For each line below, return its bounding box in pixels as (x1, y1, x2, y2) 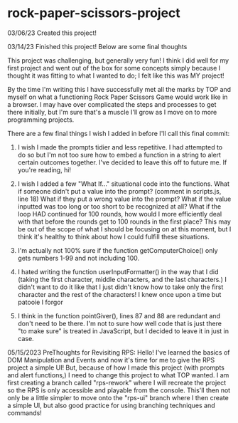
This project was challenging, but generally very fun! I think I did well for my (7, 56, 229, 65)
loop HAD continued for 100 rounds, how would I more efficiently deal (17, 209, 222, 218)
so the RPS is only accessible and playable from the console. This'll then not (7, 386, 231, 395)
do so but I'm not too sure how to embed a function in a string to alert (17, 150, 222, 159)
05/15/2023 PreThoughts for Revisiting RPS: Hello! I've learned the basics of (7, 348, 230, 357)
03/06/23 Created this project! (7, 28, 97, 37)
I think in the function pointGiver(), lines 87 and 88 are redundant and (17, 311, 220, 320)
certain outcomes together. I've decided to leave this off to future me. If (17, 158, 227, 167)
